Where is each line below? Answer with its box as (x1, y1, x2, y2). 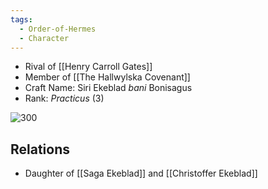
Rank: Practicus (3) (24, 92, 105, 105)
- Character (19, 33, 70, 43)
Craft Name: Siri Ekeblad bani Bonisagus (24, 82, 193, 94)
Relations (10, 141, 71, 158)
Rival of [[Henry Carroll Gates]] (24, 61, 153, 73)
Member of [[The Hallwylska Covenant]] (24, 71, 191, 83)
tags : (10, 14, 33, 25)
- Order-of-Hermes (19, 24, 97, 34)
